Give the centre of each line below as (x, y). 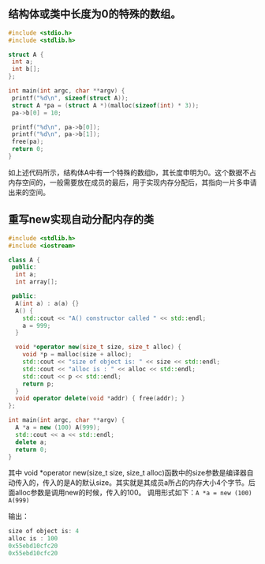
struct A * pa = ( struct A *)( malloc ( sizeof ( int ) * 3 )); (105, 105)
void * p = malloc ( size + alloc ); (77, 355)
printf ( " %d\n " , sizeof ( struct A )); (70, 98)
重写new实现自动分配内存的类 (81, 220)
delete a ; (31, 442)
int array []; (37, 282)
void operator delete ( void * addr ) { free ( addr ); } (100, 399)
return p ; (39, 384)
